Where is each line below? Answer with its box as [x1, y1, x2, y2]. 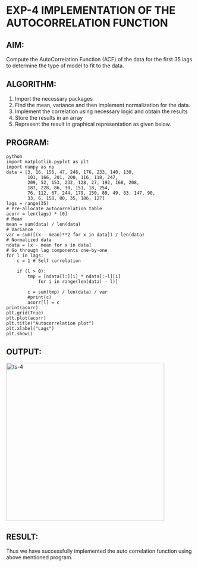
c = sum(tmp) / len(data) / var [27, 289, 108, 295]
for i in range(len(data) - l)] [37, 278, 118, 285]
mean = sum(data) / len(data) [6, 221, 81, 227]
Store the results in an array [14, 114, 83, 121]
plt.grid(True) [6, 310, 44, 316]
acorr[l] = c [27, 299, 60, 306]
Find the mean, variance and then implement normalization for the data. [14, 101, 190, 108]
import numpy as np [6, 164, 55, 170]
